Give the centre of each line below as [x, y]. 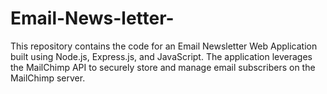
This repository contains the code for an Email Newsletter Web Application [164, 46]
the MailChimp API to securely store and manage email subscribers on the [163, 67]
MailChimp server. [48, 78]
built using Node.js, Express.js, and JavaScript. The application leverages [161, 56]
